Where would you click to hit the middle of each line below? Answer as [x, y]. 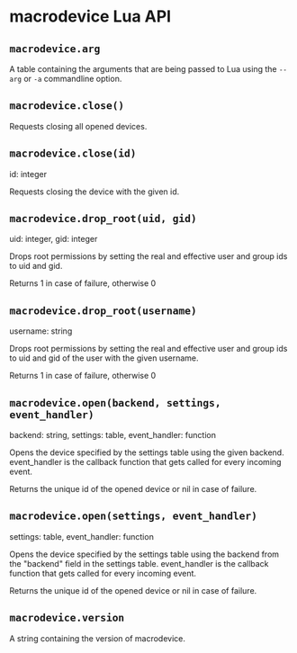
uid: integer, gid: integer [54, 239]
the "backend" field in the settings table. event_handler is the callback [139, 563]
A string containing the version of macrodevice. [98, 638]
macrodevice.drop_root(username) [103, 310]
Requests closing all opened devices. [78, 126]
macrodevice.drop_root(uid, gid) [103, 219]
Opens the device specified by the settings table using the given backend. [147, 452]
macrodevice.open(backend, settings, [115, 403]
